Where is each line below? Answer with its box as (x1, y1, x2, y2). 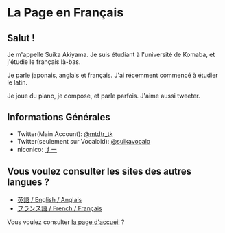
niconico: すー (16, 145, 57, 153)
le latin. (7, 78, 28, 87)
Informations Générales (7, 111, 111, 123)
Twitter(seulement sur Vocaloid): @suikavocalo (16, 137, 151, 145)
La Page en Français (7, 5, 124, 21)
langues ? (7, 177, 50, 188)
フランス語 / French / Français (16, 204, 102, 212)
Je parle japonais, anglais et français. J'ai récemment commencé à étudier (7, 71, 218, 79)
